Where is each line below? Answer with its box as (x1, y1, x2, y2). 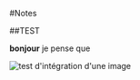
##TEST (9, 25, 41, 35)
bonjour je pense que (9, 43, 91, 54)
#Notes (9, 8, 37, 18)
